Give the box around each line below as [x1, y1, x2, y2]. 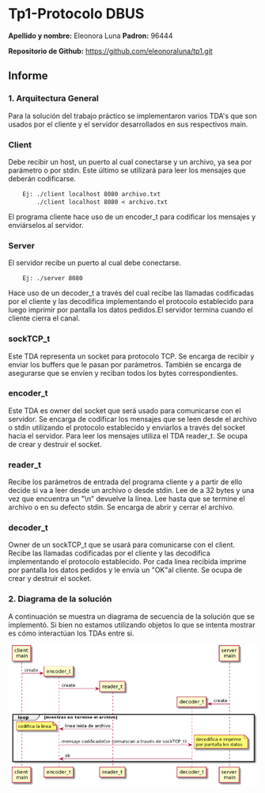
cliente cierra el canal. [8, 313, 81, 323]
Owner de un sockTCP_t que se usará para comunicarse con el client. [8, 540, 236, 550]
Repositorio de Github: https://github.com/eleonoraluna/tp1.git [8, 46, 213, 55]
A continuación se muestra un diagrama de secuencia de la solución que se [8, 611, 255, 621]
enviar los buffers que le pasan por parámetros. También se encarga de [8, 359, 242, 369]
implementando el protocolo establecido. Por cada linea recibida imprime [8, 557, 247, 567]
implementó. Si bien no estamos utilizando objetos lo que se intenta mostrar [8, 620, 256, 629]
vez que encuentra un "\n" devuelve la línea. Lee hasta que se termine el [8, 494, 245, 503]
